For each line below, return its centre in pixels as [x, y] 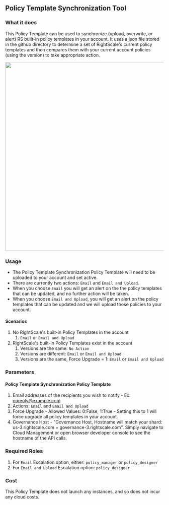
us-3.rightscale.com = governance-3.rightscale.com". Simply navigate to [88, 427]
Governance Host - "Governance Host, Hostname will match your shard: [87, 422]
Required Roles [24, 451]
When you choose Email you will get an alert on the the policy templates [87, 288]
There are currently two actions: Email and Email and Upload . [76, 283]
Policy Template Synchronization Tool [66, 8]
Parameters [20, 372]
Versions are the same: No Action [55, 348]
